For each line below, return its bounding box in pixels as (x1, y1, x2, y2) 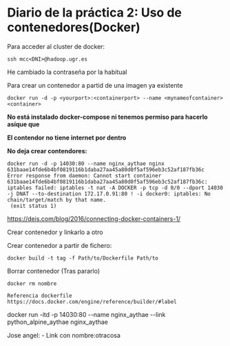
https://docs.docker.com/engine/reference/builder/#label (7, 298, 177, 305)
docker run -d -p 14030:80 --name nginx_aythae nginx (7, 160, 165, 167)
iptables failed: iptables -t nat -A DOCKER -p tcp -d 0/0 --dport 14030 (7, 184, 224, 191)
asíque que (7, 119, 40, 128)
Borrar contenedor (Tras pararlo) (7, 267, 100, 275)
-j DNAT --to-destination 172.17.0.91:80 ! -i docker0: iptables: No (7, 190, 211, 198)
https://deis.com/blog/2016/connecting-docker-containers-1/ (7, 214, 181, 222)
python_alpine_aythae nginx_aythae (7, 318, 109, 326)
